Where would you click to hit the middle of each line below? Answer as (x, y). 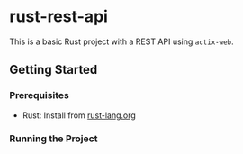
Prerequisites (39, 95)
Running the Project (54, 139)
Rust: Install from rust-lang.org (79, 115)
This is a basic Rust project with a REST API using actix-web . (121, 41)
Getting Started (54, 70)
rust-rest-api (58, 17)
